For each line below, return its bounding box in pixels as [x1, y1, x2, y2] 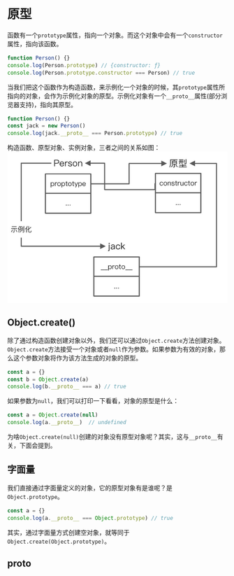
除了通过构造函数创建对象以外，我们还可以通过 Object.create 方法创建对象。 [7, 336, 226, 344]
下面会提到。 [19, 442, 57, 449]
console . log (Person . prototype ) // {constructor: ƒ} [7, 62, 161, 69]
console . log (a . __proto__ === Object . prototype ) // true [7, 514, 173, 521]
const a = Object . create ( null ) [7, 412, 98, 419]
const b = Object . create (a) [7, 376, 89, 383]
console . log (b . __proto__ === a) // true [7, 383, 127, 391]
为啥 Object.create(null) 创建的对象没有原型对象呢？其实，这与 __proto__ [7, 433, 218, 441]
